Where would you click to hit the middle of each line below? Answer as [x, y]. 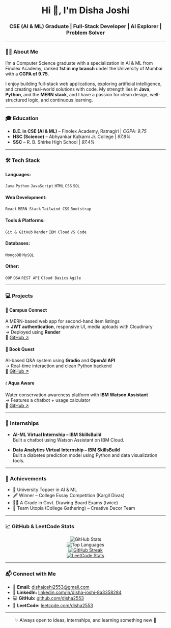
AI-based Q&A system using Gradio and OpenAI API [60, 361]
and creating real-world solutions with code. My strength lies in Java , [78, 89]
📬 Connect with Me [31, 574]
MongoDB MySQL [20, 255]
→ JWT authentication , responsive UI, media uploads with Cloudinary [79, 327]
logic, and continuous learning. [61, 100]
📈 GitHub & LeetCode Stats [40, 527]
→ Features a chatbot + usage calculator [48, 400]
